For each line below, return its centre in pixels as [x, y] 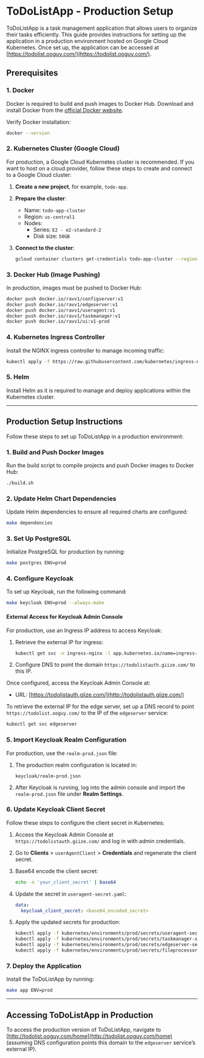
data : [22, 905]
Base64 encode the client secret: [56, 871]
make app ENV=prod [29, 990]
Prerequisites [32, 73]
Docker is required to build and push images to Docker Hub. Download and [100, 103]
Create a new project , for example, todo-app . [71, 186]
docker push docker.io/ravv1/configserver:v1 [65, 299]
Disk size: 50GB [51, 236]
